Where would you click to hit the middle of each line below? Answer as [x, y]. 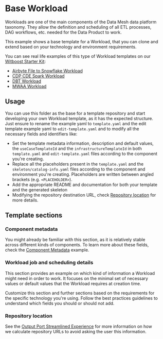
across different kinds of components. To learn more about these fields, [77, 245]
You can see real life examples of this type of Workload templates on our [78, 56]
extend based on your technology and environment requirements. [71, 47]
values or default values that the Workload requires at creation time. [73, 283]
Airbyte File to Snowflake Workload [47, 70]
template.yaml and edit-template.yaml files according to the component [85, 153]
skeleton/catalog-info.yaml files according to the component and [79, 169]
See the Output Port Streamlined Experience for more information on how [79, 326]
